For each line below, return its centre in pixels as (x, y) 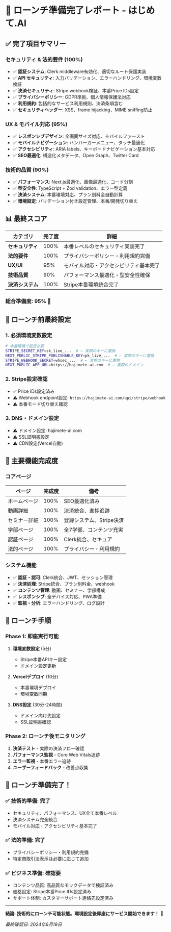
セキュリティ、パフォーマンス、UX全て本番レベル (65, 813)
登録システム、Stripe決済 (94, 520)
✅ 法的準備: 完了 (25, 840)
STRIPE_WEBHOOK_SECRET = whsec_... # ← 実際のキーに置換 (63, 360)
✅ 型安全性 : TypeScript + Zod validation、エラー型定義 (70, 188)
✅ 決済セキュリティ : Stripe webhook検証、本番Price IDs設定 (76, 90)
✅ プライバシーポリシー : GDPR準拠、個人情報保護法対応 (72, 97)
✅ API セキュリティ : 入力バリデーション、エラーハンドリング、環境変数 (87, 78)
